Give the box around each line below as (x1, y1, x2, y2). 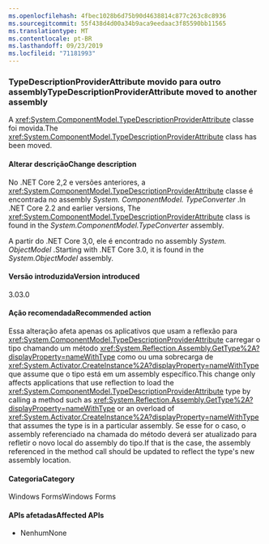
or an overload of (117, 403, 175, 413)
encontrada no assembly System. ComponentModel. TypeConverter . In (8, 194, 246, 204)
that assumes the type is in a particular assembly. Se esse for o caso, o (8, 420, 246, 430)
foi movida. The (8, 123, 58, 134)
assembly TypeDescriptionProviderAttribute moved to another (8, 86, 258, 97)
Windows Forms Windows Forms (8, 491, 116, 502)
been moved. (8, 141, 53, 151)
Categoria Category (8, 474, 75, 483)
